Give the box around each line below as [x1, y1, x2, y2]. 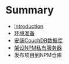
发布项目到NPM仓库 [13, 51, 62, 58]
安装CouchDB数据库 [13, 37, 63, 44]
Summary [5, 3, 54, 17]
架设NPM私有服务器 [13, 44, 62, 51]
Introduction [13, 23, 44, 30]
